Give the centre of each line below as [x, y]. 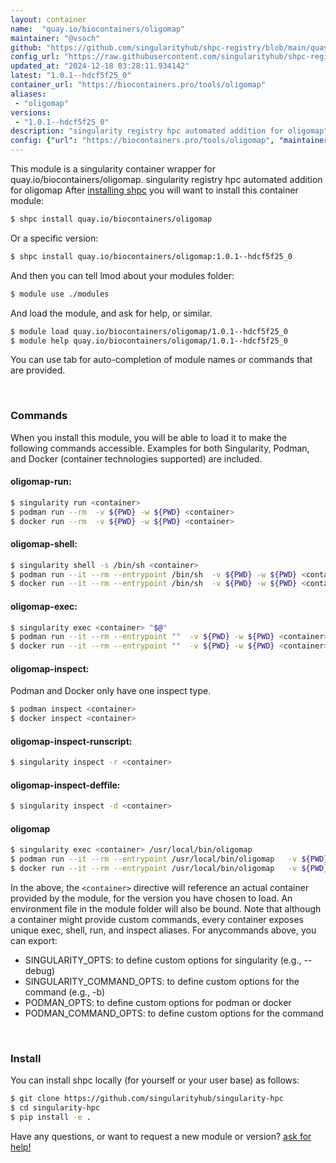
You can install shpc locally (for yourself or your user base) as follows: [155, 1080]
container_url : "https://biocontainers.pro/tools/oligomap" [138, 85]
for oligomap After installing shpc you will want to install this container [154, 190]
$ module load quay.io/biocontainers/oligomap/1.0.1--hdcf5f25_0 [149, 331]
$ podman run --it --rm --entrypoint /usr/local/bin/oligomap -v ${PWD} [169, 859]
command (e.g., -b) [65, 992]
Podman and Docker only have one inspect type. [111, 691]
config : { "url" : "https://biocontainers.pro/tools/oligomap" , [142, 141]
